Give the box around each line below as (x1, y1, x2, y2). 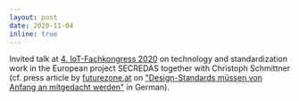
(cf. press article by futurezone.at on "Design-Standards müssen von (9, 73, 263, 83)
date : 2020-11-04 (9, 21, 74, 30)
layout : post (9, 12, 58, 22)
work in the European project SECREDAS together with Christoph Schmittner (9, 63, 291, 74)
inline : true (9, 29, 58, 38)
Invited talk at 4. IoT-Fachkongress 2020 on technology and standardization (9, 54, 288, 65)
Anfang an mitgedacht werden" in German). (9, 82, 170, 93)
